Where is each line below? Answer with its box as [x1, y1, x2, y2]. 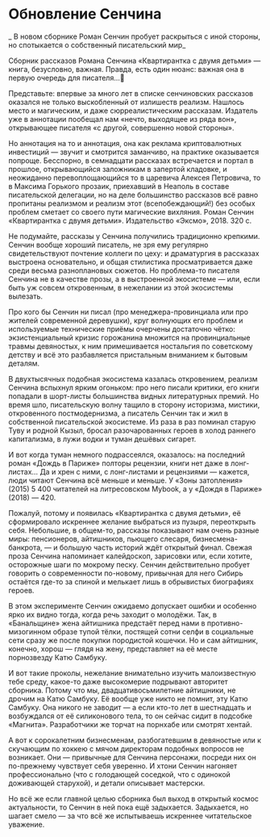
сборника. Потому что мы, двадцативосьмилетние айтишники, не [8, 685, 236, 695]
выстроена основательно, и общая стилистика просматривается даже [8, 257, 253, 266]
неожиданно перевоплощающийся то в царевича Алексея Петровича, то [8, 173, 261, 182]
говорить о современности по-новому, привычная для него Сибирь [8, 568, 243, 578]
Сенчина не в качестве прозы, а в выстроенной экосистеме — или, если [8, 274, 260, 283]
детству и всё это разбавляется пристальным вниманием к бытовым [8, 349, 248, 359]
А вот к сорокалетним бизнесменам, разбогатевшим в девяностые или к [8, 735, 262, 745]
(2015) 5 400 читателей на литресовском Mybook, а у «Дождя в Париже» [8, 483, 263, 493]
